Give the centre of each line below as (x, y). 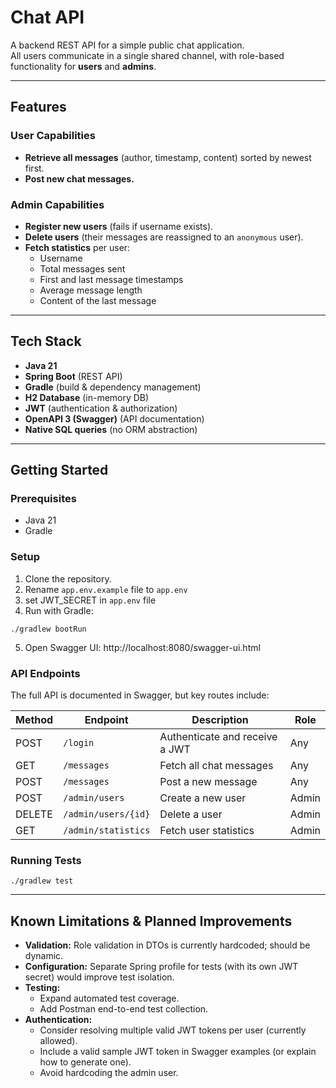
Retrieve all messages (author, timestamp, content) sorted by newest (168, 157)
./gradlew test (42, 881)
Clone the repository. (68, 578)
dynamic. (44, 956)
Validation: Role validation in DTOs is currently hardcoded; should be (167, 945)
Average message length (91, 290)
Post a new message (208, 782)
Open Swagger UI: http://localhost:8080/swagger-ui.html (142, 647)
